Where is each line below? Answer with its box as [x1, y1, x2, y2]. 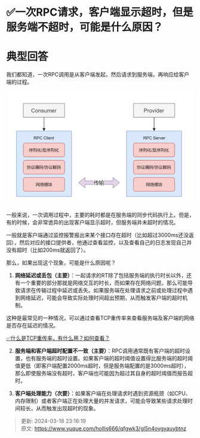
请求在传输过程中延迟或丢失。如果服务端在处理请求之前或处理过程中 [20, 286, 188, 293]
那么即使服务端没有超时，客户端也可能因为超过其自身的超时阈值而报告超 [14, 369, 193, 376]
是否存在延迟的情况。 [6, 321, 59, 329]
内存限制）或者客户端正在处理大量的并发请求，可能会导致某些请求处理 [14, 397, 188, 404]
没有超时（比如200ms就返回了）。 [6, 246, 89, 253]
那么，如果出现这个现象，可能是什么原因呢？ [6, 259, 116, 266]
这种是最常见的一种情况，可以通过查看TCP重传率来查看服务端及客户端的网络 [6, 314, 195, 321]
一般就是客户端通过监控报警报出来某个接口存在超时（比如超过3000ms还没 [6, 231, 189, 238]
